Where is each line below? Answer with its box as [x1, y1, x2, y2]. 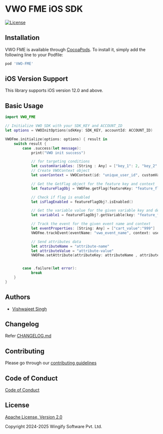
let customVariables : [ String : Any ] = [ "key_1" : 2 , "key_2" [31, 164, 158, 169]
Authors [5, 293, 31, 302]
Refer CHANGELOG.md [5, 333, 52, 339]
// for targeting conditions [31, 159, 90, 164]
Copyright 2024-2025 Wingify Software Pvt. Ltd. [5, 423, 102, 429]
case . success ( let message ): [22, 146, 81, 151]
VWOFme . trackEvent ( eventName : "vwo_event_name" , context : [31, 230, 151, 235]
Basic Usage [5, 101, 44, 110]
